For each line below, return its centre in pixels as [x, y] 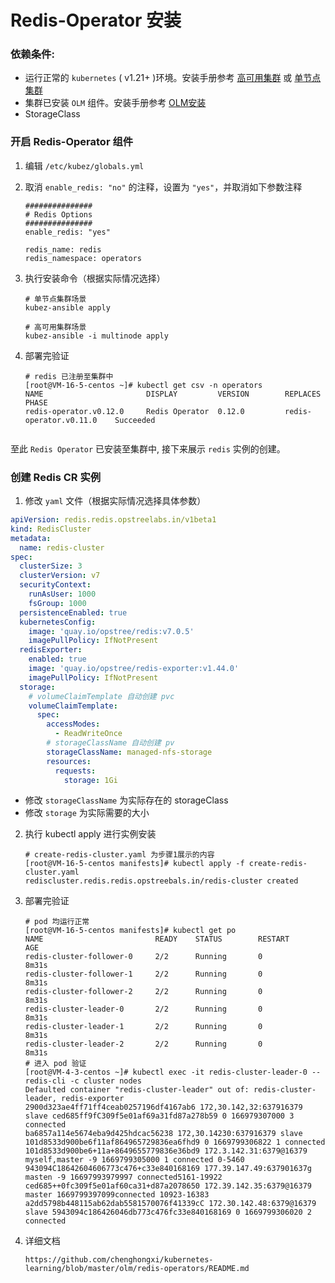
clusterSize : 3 [51, 566]
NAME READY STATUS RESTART [157, 939]
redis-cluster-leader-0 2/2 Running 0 [143, 1009]
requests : [75, 771]
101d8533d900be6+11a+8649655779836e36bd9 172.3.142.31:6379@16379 [166, 1151]
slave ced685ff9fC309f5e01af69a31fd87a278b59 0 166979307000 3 [159, 1116]
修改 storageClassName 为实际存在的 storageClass [126, 800]
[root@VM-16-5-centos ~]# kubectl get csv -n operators [143, 385]
